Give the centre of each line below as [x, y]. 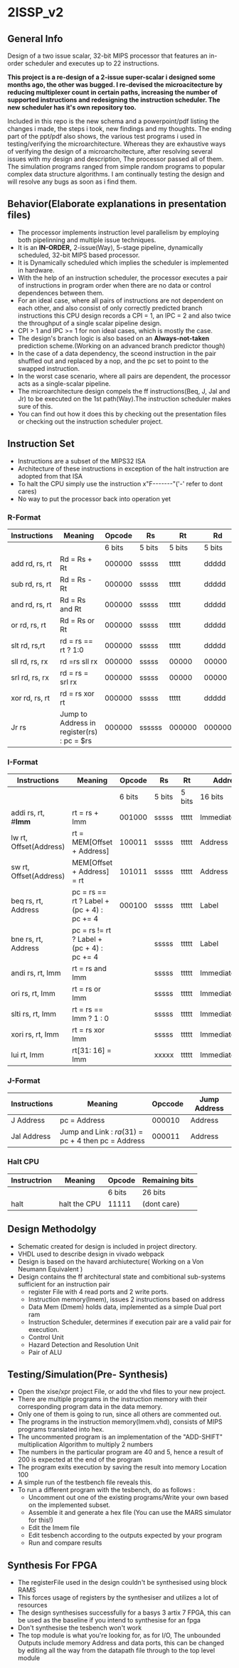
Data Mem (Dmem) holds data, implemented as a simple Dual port [125, 1306]
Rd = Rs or [77, 620]
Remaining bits [168, 1180]
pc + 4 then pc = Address [102, 1140]
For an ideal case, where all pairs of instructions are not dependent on [121, 300]
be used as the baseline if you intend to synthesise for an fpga [109, 1620]
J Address [28, 1120]
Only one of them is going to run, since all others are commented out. [119, 1415]
